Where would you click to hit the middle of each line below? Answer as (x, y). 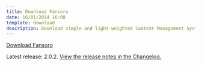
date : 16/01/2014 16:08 (36, 17)
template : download (31, 23)
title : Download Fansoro (37, 12)
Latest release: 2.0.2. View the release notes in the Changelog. (84, 56)
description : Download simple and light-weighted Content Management (95, 28)
